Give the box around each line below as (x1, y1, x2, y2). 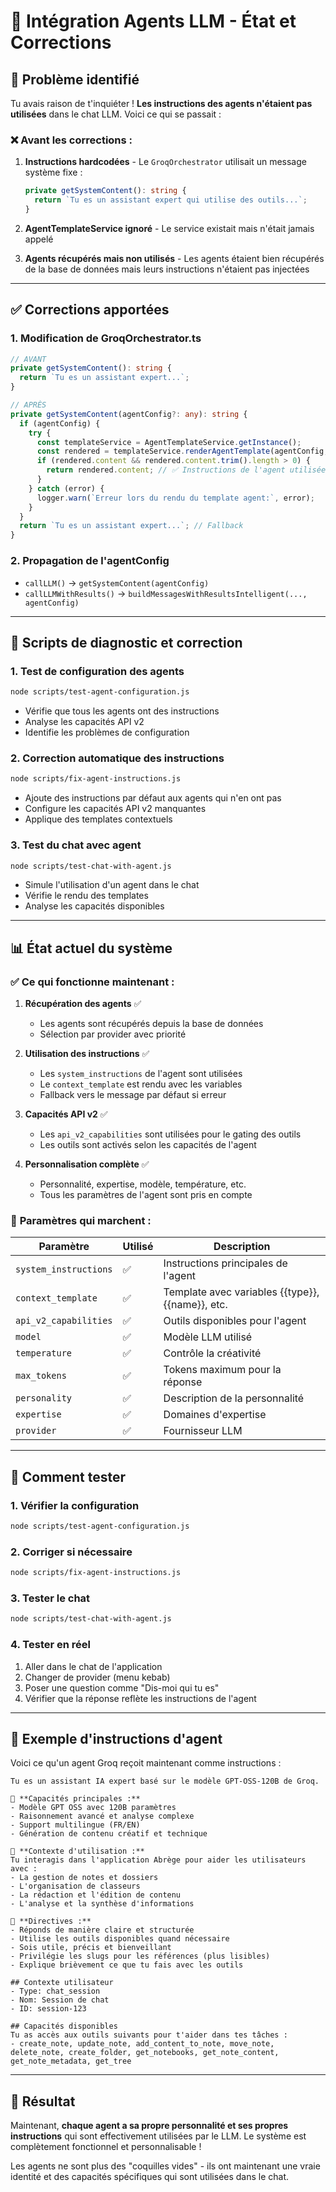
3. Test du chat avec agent (10, 838, 142, 852)
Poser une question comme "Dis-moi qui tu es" (24, 1681, 220, 1694)
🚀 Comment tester (10, 1468, 127, 1485)
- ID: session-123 (10, 2004, 87, 2014)
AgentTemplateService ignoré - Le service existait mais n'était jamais (24, 222, 315, 234)
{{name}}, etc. (163, 1298, 228, 1312)
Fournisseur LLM (163, 1424, 243, 1438)
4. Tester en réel (10, 1638, 92, 1652)
